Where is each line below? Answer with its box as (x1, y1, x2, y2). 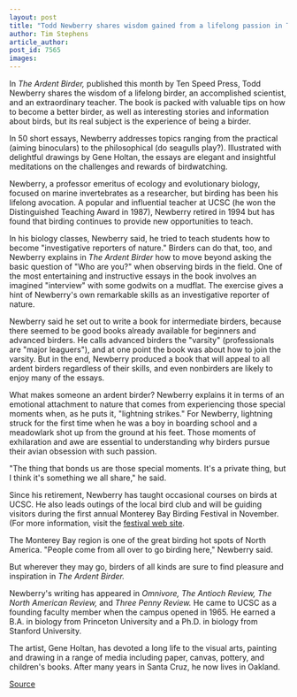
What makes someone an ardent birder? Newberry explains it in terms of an (9, 390, 285, 400)
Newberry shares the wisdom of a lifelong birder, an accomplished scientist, (9, 88, 287, 98)
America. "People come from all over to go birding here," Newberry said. (9, 545, 274, 555)
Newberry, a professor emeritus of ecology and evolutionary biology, (9, 179, 261, 188)
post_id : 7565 (9, 46, 62, 55)
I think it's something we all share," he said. (9, 472, 167, 483)
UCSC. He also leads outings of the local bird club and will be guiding (9, 499, 263, 509)
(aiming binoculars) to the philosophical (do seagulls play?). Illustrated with (9, 142, 282, 153)
